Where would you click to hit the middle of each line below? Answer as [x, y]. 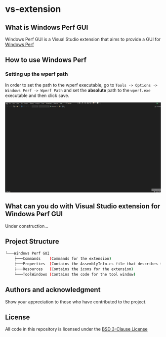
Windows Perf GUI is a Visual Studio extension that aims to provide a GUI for [83, 39]
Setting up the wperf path [37, 74]
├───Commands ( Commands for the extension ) [63, 259]
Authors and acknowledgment [53, 290]
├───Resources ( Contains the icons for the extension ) [74, 269]
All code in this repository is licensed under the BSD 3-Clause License [76, 329]
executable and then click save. [37, 96]
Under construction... [27, 226]
